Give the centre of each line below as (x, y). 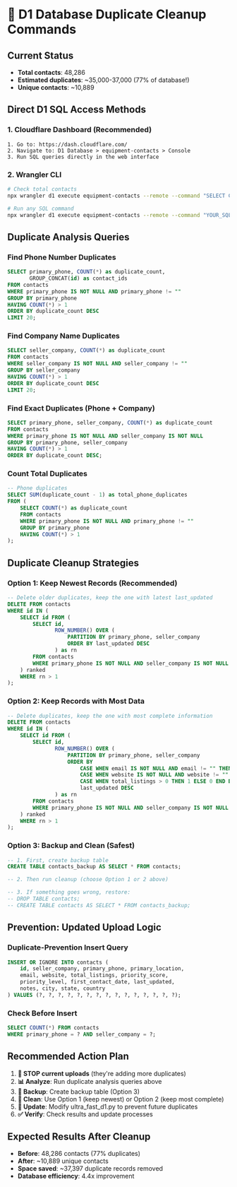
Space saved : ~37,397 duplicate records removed (90, 1169)
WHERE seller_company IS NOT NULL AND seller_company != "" (98, 364)
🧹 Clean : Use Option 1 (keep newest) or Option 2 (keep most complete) (121, 1099)
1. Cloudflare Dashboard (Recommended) (80, 130)
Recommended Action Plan (68, 1057)
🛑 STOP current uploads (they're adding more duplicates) (102, 1073)
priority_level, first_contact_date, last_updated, (97, 982)
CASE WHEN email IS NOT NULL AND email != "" (148, 768)
